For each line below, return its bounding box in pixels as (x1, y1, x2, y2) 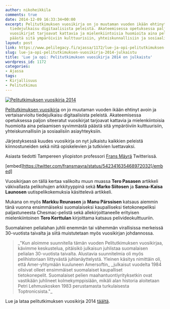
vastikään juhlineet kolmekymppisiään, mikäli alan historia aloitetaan (17, 277, 159, 284)
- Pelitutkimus (5, 83, 37, 88)
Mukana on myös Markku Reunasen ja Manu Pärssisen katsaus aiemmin (5, 199, 158, 205)
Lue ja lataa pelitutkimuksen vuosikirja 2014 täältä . (5, 298, 110, 304)
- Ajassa (5, 69, 24, 74)
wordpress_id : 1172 (5, 59, 47, 64)
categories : (5, 64, 30, 69)
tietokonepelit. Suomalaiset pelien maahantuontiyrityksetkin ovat (17, 272, 153, 278)
